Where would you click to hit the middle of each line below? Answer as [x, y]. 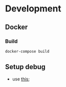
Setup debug [25, 67]
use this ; [21, 79]
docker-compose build [27, 51]
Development [33, 9]
